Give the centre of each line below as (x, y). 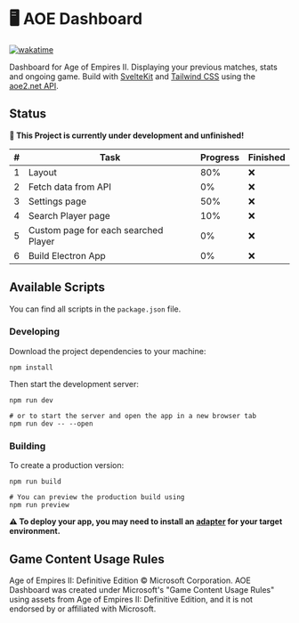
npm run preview (39, 506)
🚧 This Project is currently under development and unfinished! (127, 135)
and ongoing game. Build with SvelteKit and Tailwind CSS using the (133, 76)
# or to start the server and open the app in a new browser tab (133, 416)
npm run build (36, 482)
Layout (43, 172)
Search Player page (69, 215)
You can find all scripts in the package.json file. (95, 309)
